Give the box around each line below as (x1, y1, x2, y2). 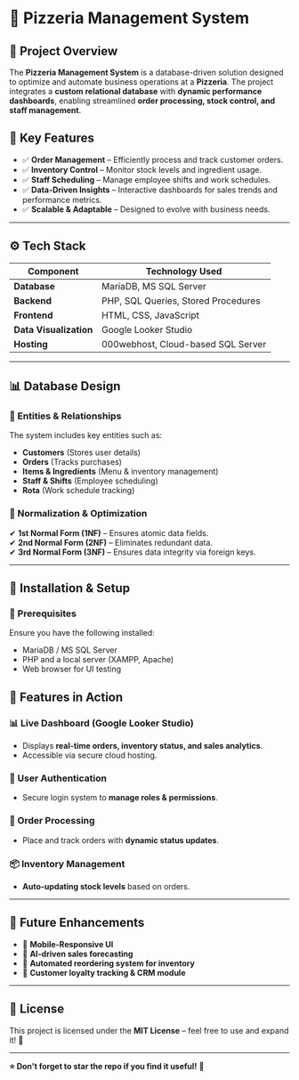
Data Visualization (13, 323, 93, 336)
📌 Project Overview (9, 44, 118, 59)
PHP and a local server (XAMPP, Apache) (21, 654, 174, 665)
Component (28, 264, 79, 277)
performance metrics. (21, 194, 102, 205)
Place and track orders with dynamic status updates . (21, 834, 220, 845)
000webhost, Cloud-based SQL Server (101, 337, 267, 350)
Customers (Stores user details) (21, 447, 141, 458)
